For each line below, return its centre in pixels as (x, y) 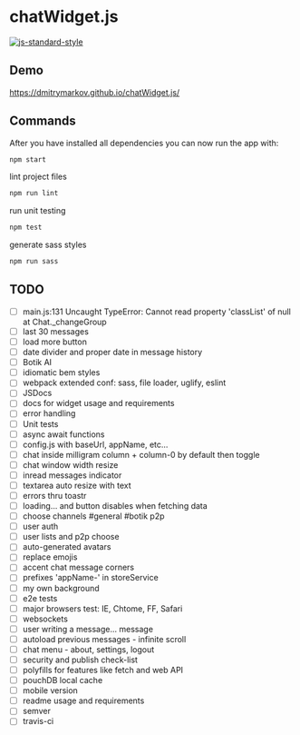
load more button (55, 342)
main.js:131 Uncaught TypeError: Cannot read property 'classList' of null (157, 312)
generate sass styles (48, 245)
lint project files (39, 177)
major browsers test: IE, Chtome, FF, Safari (102, 608)
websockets (45, 619)
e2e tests (40, 598)
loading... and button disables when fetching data (115, 506)
